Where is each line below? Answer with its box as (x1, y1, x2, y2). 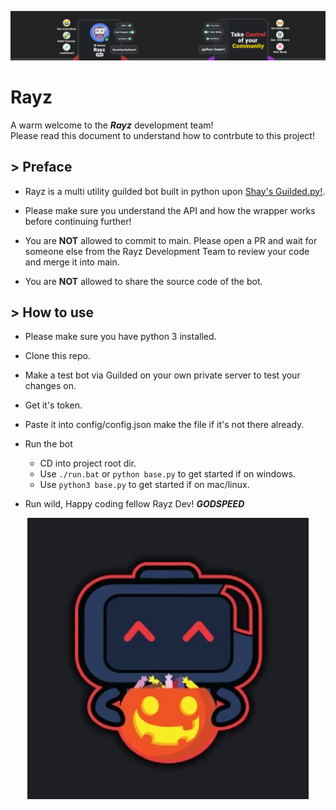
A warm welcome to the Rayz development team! (10, 119, 214, 131)
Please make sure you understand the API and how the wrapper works (24, 204, 316, 216)
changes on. (24, 380, 77, 392)
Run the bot (24, 438, 73, 450)
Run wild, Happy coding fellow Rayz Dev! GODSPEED (24, 498, 245, 510)
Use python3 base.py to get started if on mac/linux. (39, 479, 250, 491)
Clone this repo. (24, 350, 91, 362)
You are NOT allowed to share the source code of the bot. (24, 275, 263, 287)
